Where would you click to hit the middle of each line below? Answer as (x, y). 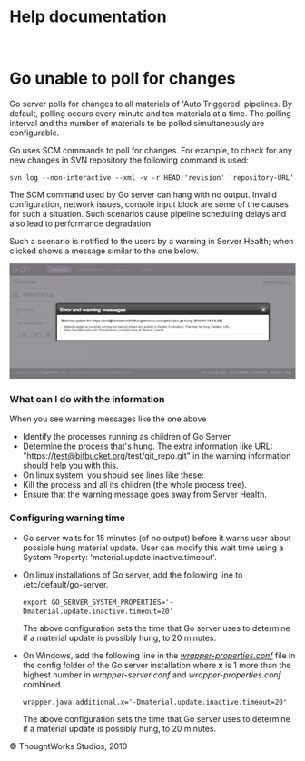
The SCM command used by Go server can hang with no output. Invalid (143, 194)
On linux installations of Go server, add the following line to (133, 575)
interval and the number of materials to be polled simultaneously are (137, 123)
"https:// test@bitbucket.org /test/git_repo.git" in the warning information (157, 456)
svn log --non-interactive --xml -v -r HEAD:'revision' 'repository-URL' (152, 178)
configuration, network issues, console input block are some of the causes (149, 204)
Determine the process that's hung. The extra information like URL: (148, 446)
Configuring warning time (67, 518)
